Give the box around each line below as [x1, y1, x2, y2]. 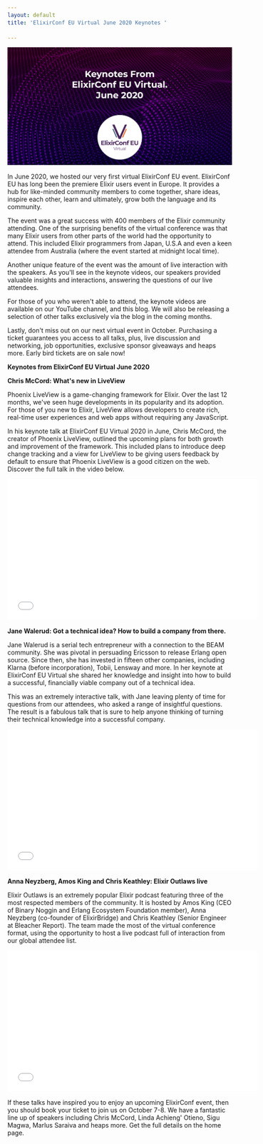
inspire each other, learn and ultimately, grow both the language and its [7, 195, 217, 203]
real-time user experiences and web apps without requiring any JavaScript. [7, 412, 230, 421]
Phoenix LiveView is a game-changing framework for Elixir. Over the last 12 [7, 390, 227, 399]
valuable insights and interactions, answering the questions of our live [7, 275, 213, 284]
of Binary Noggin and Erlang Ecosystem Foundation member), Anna [7, 906, 207, 914]
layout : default [7, 11, 56, 19]
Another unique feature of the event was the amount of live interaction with [7, 260, 228, 269]
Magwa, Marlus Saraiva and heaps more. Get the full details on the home [7, 1120, 222, 1129]
